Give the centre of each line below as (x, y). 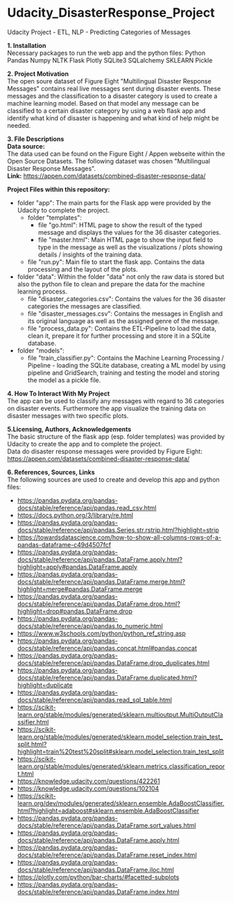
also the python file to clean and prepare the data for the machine (111, 284)
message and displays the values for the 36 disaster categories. (129, 232)
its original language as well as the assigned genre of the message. (123, 320)
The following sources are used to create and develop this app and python (113, 479)
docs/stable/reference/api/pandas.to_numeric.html (90, 626)
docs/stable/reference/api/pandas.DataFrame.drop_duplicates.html (113, 662)
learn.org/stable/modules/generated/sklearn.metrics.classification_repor (121, 766)
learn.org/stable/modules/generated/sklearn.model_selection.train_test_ (120, 737)
